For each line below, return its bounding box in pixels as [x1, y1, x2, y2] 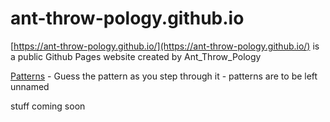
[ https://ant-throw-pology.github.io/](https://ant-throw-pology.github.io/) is [10, 40, 320, 52]
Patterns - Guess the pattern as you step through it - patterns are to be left [10, 70, 318, 82]
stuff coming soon [10, 100, 86, 112]
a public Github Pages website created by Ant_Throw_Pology [10, 50, 262, 62]
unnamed [10, 80, 50, 92]
